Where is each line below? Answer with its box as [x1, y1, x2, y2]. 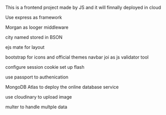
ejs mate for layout [5, 44, 45, 50]
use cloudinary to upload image [5, 94, 72, 100]
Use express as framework [5, 14, 63, 20]
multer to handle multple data [5, 104, 68, 110]
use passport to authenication [5, 74, 69, 80]
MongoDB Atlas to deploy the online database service [5, 84, 119, 90]
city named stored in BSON [5, 34, 63, 40]
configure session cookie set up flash [5, 64, 85, 70]
